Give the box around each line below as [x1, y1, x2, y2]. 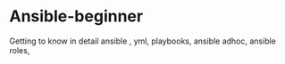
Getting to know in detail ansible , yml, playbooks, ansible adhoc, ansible [9, 36, 277, 46]
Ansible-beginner [9, 6, 144, 27]
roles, [9, 44, 30, 55]
